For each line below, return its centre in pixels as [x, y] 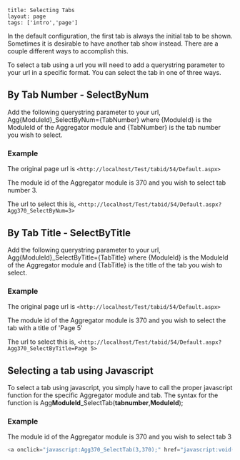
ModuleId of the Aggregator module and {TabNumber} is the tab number [114, 127]
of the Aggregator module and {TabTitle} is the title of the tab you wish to [115, 265]
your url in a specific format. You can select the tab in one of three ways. [114, 72]
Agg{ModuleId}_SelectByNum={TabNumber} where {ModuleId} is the [110, 119]
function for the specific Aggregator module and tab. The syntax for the [113, 395]
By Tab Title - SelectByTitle [69, 233]
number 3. [22, 190]
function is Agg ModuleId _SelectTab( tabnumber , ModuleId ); [95, 403]
